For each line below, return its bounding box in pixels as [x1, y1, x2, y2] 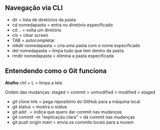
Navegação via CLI [5, 4, 63, 12]
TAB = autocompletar [12, 37, 55, 43]
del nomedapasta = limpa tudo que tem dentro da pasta [12, 48, 124, 53]
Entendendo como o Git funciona [5, 67, 107, 75]
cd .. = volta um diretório [12, 27, 62, 33]
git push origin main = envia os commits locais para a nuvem [12, 119, 134, 125]
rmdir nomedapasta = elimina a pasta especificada [12, 53, 114, 59]
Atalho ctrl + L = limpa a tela [5, 80, 62, 85]
